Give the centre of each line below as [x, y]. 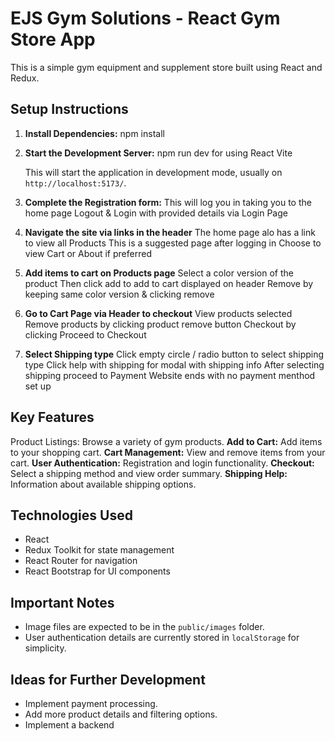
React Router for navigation [81, 561]
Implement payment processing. [91, 703]
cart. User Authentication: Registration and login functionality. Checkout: [162, 463]
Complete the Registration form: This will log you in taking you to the [168, 202]
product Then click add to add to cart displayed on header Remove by [169, 283]
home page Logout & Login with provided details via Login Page [156, 213]
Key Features [52, 417]
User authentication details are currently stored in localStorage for [162, 638]
